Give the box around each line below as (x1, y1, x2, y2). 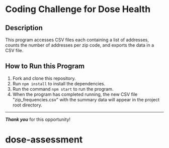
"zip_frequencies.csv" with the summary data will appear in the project (12, 96, 160, 102)
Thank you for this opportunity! (5, 116, 71, 122)
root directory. (12, 102, 42, 108)
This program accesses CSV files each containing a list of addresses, (5, 37, 149, 43)
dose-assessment (5, 134, 83, 145)
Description (5, 24, 43, 32)
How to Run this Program (5, 62, 85, 71)
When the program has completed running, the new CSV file (12, 91, 138, 97)
